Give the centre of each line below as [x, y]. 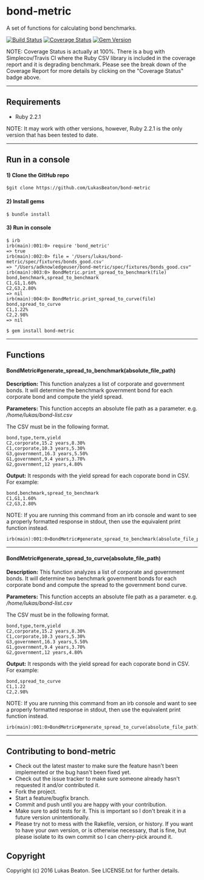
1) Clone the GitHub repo [38, 175]
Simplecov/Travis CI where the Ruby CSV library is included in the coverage [101, 58]
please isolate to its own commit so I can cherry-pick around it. [94, 837]
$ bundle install [28, 214]
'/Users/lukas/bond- [97, 256]
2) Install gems [25, 201]
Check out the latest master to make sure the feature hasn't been [97, 766]
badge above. [24, 77]
